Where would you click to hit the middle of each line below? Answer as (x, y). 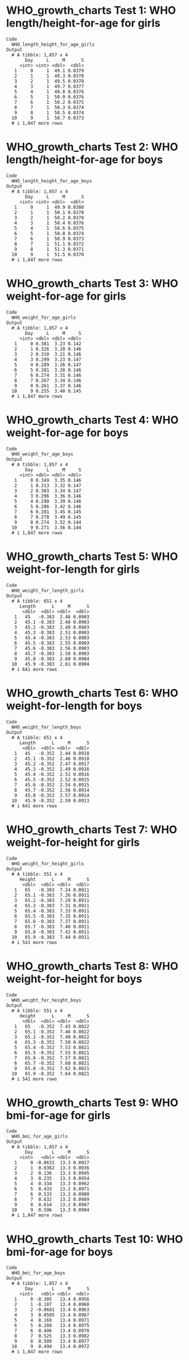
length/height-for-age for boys (85, 160)
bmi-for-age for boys (60, 1252)
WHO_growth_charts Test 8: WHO (92, 966)
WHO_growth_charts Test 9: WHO (92, 1103)
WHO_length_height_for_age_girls (53, 44)
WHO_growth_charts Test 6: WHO (92, 693)
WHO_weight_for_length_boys (47, 727)
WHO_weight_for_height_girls (48, 864)
